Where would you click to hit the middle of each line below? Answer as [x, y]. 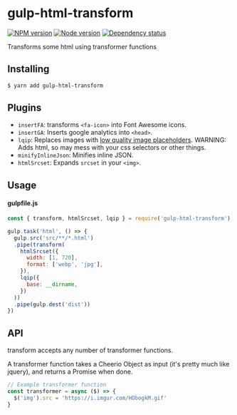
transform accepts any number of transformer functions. [90, 350]
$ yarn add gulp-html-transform [55, 86]
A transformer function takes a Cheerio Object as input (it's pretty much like [118, 364]
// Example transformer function [57, 385]
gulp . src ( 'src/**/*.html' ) [54, 238]
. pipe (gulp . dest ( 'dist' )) [52, 304]
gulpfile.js [23, 203]
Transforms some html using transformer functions [82, 46]
